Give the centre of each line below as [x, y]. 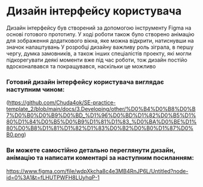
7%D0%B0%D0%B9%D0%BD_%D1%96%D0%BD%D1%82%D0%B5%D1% [101, 115]
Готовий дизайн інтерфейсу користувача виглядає [85, 81]
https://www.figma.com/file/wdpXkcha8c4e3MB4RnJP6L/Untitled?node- [97, 171]
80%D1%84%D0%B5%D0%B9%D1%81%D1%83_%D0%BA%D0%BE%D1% [101, 122]
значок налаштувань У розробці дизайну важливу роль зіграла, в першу [100, 47]
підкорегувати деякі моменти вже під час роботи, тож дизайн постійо [97, 60]
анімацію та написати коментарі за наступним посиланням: [100, 158]
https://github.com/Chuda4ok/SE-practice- [62, 103]
